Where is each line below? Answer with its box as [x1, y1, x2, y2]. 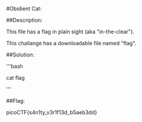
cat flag [6, 74, 25, 81]
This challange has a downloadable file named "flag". [6, 40, 137, 46]
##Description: [6, 17, 43, 23]
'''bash [6, 62, 23, 70]
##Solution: [6, 51, 34, 58]
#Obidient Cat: [6, 5, 42, 12]
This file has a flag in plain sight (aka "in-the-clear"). [6, 28, 135, 35]
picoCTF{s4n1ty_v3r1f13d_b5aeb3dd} [6, 109, 97, 115]
